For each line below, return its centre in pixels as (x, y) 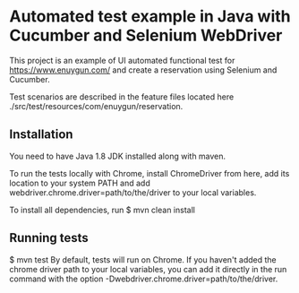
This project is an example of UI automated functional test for (122, 60)
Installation (41, 135)
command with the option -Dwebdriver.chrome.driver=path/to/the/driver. (144, 279)
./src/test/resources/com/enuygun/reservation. (96, 106)
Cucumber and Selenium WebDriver (146, 35)
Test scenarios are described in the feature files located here (122, 97)
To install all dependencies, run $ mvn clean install (102, 210)
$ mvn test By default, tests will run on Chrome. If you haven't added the (143, 259)
